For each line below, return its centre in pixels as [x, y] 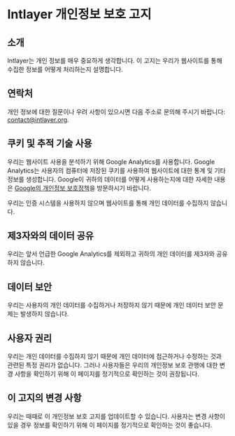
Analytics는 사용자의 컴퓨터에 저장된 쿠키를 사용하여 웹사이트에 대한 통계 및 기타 [116, 170]
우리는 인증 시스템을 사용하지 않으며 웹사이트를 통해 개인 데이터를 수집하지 [108, 203]
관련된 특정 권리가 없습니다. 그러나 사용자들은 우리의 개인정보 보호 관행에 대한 [113, 365]
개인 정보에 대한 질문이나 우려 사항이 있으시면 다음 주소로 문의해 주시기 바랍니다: [116, 111]
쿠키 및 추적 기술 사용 [50, 143]
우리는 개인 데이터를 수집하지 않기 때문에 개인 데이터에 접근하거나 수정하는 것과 [115, 356]
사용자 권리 [30, 338]
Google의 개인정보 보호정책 [52, 188]
